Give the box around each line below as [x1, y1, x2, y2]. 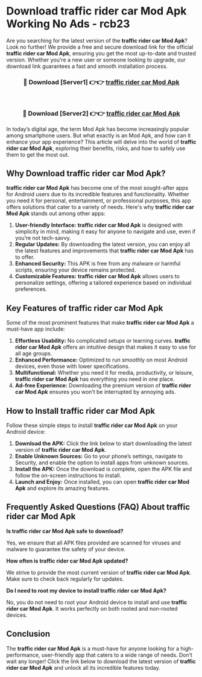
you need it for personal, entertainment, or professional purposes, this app [6, 197, 192, 204]
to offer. [14, 254, 35, 261]
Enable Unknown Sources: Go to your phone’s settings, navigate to [14, 452, 183, 460]
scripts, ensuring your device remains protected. [14, 266, 136, 273]
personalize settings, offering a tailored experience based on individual [14, 279, 192, 287]
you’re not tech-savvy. [14, 234, 71, 242]
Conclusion [6, 629, 51, 639]
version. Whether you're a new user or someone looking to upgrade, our [6, 56, 186, 63]
